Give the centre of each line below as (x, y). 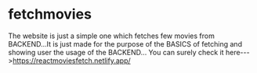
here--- (237, 52)
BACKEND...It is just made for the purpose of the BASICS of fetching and (125, 43)
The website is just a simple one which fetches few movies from (112, 36)
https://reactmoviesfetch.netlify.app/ (72, 61)
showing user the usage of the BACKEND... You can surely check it (116, 52)
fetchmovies (50, 14)
